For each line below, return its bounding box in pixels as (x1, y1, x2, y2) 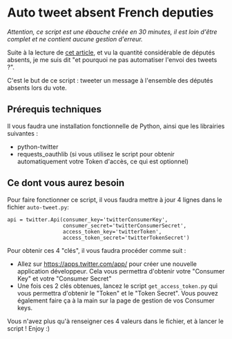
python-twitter (17, 143, 59, 151)
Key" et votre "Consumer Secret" (17, 274, 112, 282)
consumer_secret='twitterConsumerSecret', (62, 222, 187, 229)
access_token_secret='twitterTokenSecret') (62, 234, 190, 241)
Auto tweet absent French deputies (7, 5, 214, 21)
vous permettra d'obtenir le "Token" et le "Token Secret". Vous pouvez (17, 289, 219, 297)
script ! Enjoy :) (7, 324, 50, 332)
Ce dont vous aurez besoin (7, 177, 125, 189)
